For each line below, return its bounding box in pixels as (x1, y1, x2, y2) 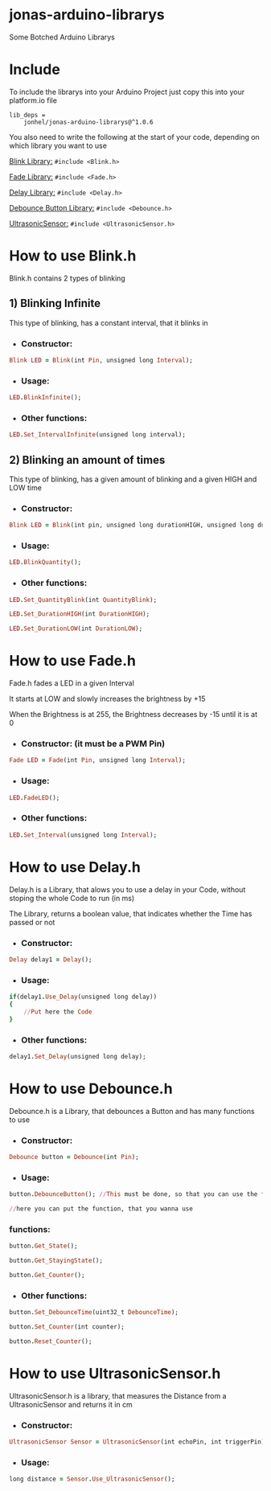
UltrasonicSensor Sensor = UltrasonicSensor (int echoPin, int (9, 1437, 222, 1446)
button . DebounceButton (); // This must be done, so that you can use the (9, 1190, 258, 1198)
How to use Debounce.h (9, 1079, 173, 1098)
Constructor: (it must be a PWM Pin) (20, 738, 166, 749)
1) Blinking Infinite (9, 297, 101, 310)
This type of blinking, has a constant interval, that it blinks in (9, 317, 208, 327)
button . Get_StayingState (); (9, 1256, 104, 1265)
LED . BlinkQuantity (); (9, 559, 82, 567)
